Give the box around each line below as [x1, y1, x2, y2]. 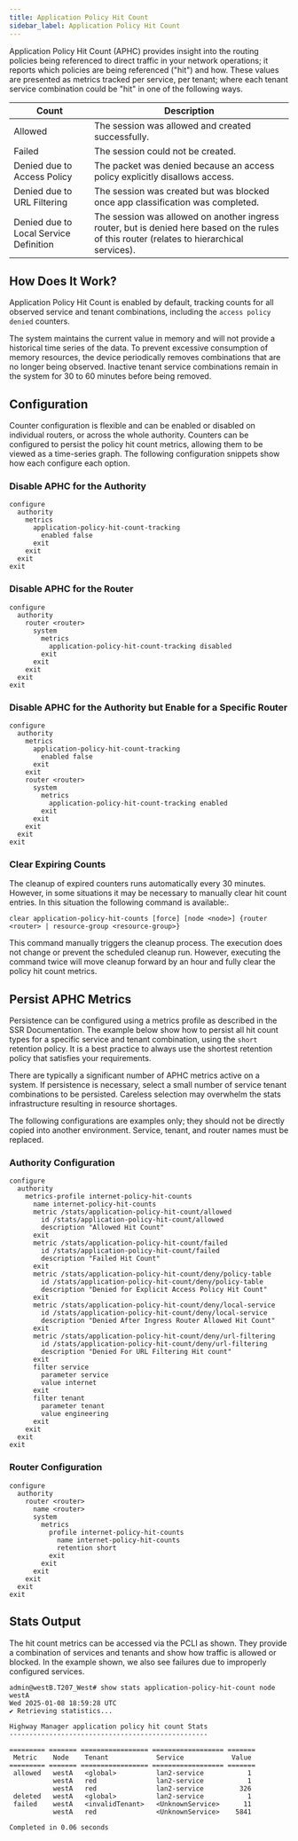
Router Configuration [9, 1461, 103, 1474]
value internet [41, 1379, 98, 1388]
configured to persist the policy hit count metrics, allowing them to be [9, 439, 263, 450]
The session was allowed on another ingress [94, 210, 279, 223]
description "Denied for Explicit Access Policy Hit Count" [41, 1286, 268, 1294]
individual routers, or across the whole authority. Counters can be [9, 429, 249, 440]
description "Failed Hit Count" [41, 1255, 161, 1263]
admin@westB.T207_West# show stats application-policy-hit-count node [9, 1683, 276, 1692]
